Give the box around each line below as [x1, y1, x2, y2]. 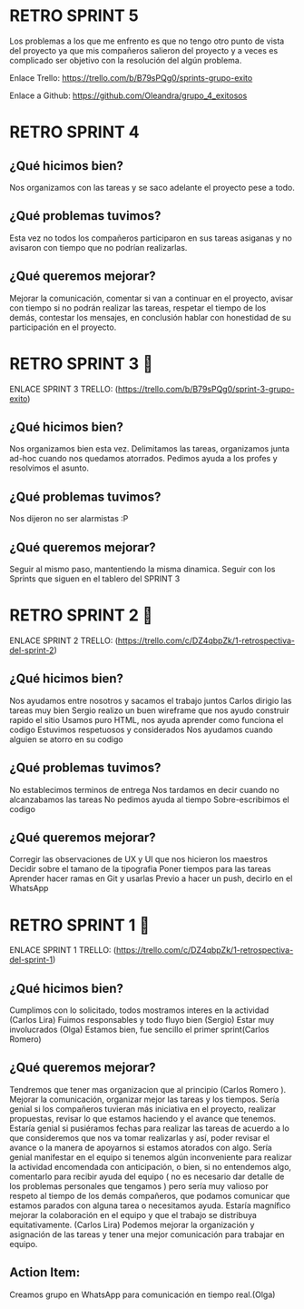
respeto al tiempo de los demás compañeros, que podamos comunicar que [9, 1190, 290, 1201]
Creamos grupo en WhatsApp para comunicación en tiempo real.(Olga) [9, 1289, 276, 1300]
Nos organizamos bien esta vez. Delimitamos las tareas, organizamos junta [9, 443, 290, 454]
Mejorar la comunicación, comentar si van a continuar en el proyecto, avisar [9, 293, 293, 303]
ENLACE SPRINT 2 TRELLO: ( [9, 635, 119, 646]
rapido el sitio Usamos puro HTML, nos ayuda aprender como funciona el [9, 714, 284, 725]
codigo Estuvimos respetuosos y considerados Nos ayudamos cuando [9, 724, 274, 735]
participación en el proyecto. [9, 322, 117, 332]
